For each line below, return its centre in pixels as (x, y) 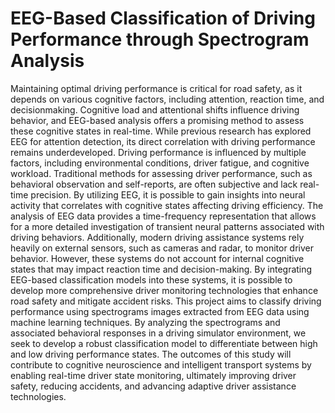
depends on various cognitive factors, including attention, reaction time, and (167, 99)
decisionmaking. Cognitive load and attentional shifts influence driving (155, 109)
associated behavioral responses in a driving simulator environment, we (158, 333)
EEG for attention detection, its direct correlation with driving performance (163, 141)
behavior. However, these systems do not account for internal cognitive (157, 258)
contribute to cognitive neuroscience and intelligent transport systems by (161, 364)
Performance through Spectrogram (160, 39)
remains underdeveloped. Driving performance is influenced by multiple (158, 152)
